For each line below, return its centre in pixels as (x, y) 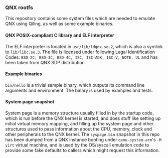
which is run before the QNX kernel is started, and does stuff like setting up (83, 118)
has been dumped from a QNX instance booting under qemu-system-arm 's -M (83, 139)
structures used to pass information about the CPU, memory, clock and (78, 129)
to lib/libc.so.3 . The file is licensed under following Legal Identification (80, 52)
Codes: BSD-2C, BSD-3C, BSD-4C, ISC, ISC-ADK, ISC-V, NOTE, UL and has (81, 57)
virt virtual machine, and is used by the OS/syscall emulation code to (77, 145)
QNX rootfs (19, 8)
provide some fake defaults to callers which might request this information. (82, 150)
